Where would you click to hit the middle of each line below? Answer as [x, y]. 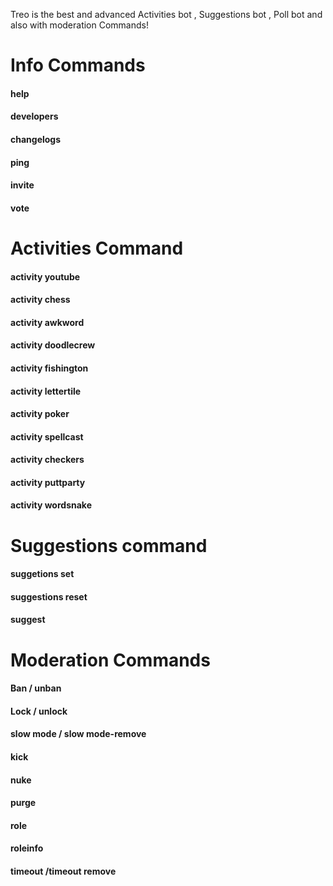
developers [34, 116]
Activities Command [97, 248]
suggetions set [42, 574]
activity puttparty [48, 482]
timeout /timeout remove [63, 871]
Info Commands [78, 65]
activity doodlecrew [53, 345]
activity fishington [49, 368]
